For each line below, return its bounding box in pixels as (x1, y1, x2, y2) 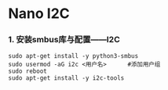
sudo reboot (8, 67, 47, 75)
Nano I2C (8, 5, 71, 23)
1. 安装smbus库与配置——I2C (8, 34, 120, 45)
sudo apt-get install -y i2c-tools (8, 74, 125, 82)
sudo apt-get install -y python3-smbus (8, 52, 139, 60)
